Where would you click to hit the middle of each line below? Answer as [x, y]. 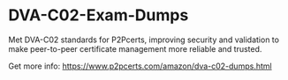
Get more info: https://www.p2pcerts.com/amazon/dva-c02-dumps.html [140, 66]
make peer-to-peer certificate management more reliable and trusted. [135, 48]
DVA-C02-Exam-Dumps [99, 15]
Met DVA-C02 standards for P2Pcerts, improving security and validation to [144, 40]
